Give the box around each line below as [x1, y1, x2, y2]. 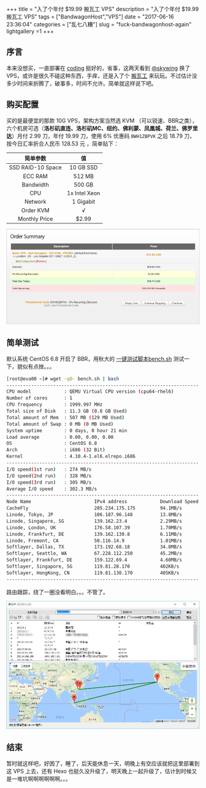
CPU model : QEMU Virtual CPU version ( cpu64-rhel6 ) [6, 388, 174, 395]
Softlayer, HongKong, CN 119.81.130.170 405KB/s [6, 570, 180, 576]
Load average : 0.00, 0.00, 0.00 [6, 434, 114, 440]
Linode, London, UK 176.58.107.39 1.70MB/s [6, 524, 183, 531]
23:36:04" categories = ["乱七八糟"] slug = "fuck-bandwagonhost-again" [6, 21, 192, 28]
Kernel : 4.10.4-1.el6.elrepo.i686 [6, 454, 136, 460]
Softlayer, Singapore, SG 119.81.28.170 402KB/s [6, 563, 180, 570]
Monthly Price [17, 215, 53, 222]
